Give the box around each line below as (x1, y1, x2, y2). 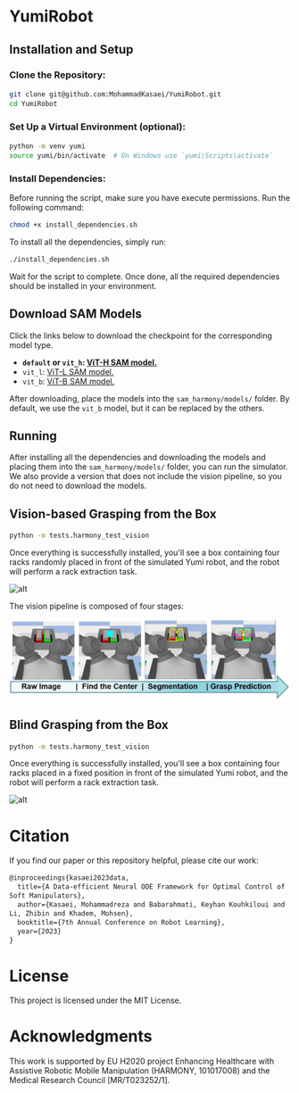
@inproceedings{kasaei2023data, (9, 874, 129, 882)
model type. (9, 339, 54, 350)
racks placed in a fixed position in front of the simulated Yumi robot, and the (9, 767, 288, 778)
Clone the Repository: (9, 69, 106, 81)
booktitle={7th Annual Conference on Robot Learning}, (17, 918, 226, 927)
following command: (9, 202, 85, 212)
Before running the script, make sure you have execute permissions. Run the (9, 192, 291, 203)
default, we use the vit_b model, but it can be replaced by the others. (9, 402, 265, 413)
